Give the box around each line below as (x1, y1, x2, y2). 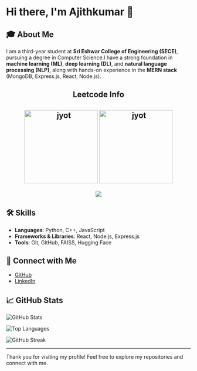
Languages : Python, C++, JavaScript (14, 226, 105, 233)
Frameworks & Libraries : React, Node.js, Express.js (14, 233, 140, 240)
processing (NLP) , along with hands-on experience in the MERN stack (6, 67, 177, 73)
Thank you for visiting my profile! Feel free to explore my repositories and (6, 353, 184, 360)
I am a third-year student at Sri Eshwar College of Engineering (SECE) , (6, 48, 178, 55)
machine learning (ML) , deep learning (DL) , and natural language (6, 60, 167, 67)
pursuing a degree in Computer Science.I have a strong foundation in (6, 54, 173, 61)
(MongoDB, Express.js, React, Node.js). (6, 73, 101, 80)
